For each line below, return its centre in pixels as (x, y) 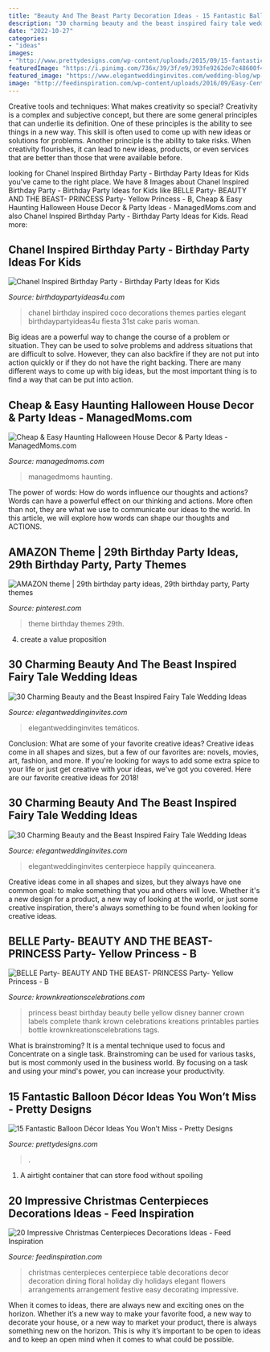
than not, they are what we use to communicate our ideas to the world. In (129, 510)
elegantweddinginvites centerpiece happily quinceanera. (122, 866)
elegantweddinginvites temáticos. (84, 728)
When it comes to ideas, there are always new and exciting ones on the (126, 1305)
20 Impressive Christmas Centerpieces (108, 1201)
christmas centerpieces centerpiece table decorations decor (128, 1272)
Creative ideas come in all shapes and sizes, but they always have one (125, 882)
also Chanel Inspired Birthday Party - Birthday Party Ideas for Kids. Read (129, 216)
